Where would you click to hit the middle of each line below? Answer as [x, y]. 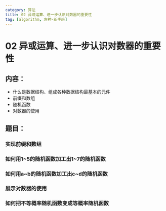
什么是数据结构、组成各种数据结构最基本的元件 [61, 92]
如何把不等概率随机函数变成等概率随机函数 [57, 203]
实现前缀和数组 [24, 144]
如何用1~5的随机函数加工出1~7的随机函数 [56, 159]
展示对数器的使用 [26, 189]
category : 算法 [20, 10]
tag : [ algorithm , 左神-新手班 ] [36, 19]
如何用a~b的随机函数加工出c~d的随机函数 [56, 174]
